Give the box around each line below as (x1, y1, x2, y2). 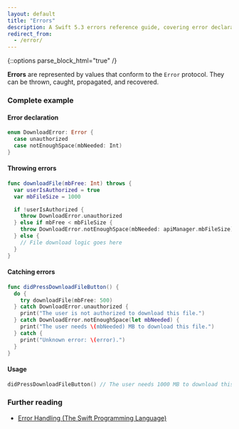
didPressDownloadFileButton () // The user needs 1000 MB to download (7, 381, 218, 388)
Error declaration (7, 113, 59, 122)
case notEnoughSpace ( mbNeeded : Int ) (14, 142, 122, 149)
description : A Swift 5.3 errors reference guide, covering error (7, 23, 208, 31)
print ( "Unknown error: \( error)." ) (20, 336, 126, 344)
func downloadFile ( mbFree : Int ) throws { (7, 179, 132, 187)
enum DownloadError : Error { (7, 129, 94, 136)
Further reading (7, 398, 63, 408)
